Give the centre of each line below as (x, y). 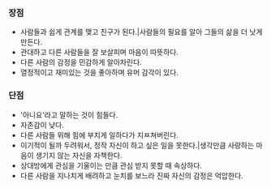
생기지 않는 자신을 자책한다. (79, 155)
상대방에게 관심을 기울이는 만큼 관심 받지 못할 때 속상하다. (111, 165)
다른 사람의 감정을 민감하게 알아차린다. (81, 62)
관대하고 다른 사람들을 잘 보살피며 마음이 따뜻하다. (99, 52)
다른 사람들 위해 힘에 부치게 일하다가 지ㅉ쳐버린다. (99, 135)
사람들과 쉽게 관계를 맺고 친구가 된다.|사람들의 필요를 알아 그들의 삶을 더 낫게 (141, 32)
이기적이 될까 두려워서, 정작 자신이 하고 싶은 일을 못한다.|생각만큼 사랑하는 (137, 145)
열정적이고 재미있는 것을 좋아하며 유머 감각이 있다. (99, 73)
